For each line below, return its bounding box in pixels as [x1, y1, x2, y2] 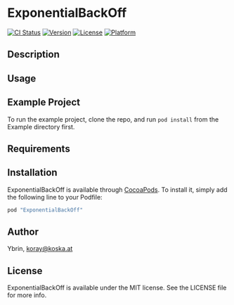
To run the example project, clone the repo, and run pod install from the [7, 115, 219, 124]
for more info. [7, 291, 47, 299]
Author [7, 226, 39, 238]
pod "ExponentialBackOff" [7, 206, 83, 214]
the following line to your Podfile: [7, 193, 103, 201]
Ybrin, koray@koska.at [7, 245, 73, 253]
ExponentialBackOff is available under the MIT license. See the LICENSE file [7, 283, 227, 292]
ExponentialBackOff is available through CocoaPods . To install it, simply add [7, 185, 228, 194]
